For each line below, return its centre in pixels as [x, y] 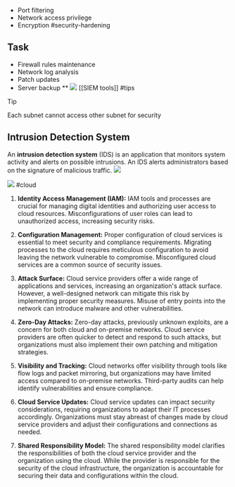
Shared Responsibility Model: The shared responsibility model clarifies [121, 445]
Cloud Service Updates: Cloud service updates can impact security [116, 402]
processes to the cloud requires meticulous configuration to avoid [113, 249]
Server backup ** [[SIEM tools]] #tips [76, 88]
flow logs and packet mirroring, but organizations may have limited [114, 373]
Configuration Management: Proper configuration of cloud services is [120, 234]
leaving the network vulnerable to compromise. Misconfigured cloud [116, 257]
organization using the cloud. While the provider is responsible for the [119, 460]
